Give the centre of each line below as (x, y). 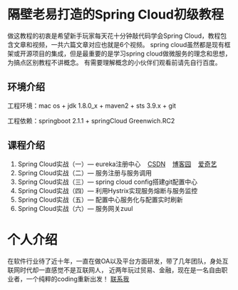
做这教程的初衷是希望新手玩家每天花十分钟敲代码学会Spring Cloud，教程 (114, 36)
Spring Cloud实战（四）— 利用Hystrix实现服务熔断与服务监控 (108, 190)
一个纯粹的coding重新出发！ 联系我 (78, 279)
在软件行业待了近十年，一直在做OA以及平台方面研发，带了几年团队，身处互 (118, 261)
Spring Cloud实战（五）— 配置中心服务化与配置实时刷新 (100, 200)
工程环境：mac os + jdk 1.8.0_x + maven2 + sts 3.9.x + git (92, 105)
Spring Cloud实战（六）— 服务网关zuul (75, 208)
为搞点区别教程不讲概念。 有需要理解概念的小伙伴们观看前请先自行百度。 (114, 62)
